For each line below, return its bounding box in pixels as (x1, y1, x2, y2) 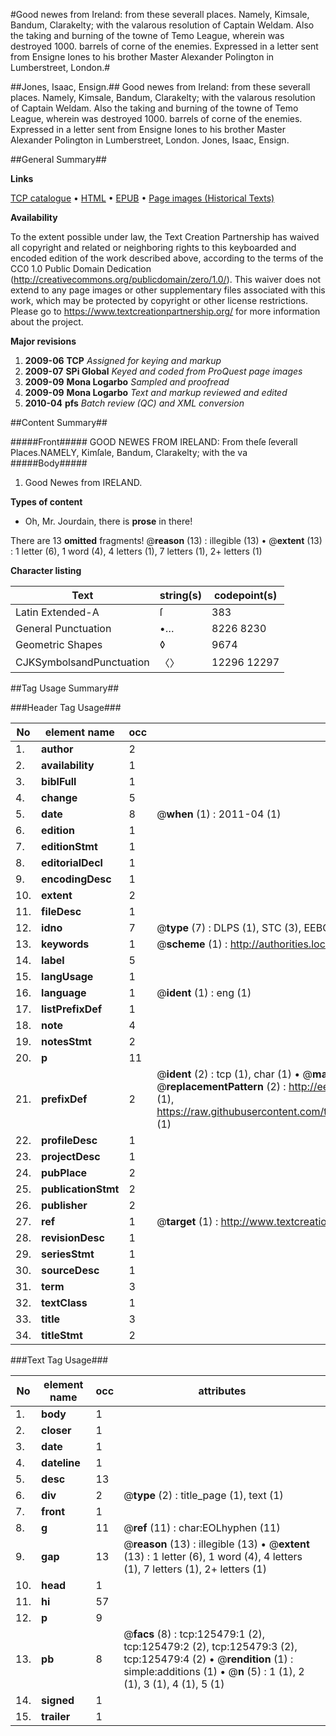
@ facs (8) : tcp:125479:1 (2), (123, 1627, 266, 1641)
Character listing (10, 565, 82, 576)
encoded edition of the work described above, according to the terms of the (10, 252, 324, 264)
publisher (41, 1199, 88, 1212)
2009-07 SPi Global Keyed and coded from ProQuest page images (24, 365, 303, 377)
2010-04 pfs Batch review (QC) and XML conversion (24, 397, 245, 409)
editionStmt (41, 840, 98, 853)
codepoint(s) (213, 589, 278, 602)
